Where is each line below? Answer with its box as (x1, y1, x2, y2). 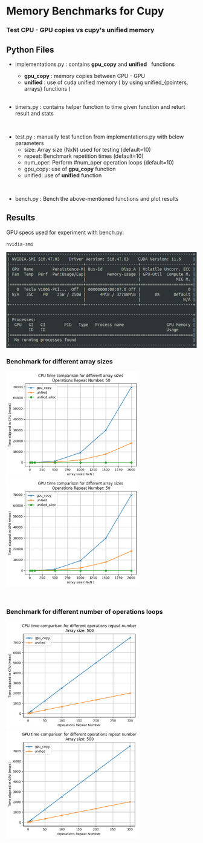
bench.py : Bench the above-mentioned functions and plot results (14, 195, 179, 202)
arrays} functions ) (24, 85, 71, 92)
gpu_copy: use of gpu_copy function (24, 165, 116, 172)
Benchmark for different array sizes (6, 357, 113, 366)
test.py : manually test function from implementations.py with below (14, 133, 184, 140)
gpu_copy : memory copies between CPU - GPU (24, 72, 146, 79)
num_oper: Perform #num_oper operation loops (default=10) (24, 158, 174, 166)
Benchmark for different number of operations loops (6, 608, 163, 616)
